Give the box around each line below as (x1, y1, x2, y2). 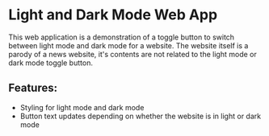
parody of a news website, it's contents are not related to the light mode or (8, 49, 257, 59)
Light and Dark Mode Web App (8, 6, 218, 24)
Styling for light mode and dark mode (19, 102, 145, 112)
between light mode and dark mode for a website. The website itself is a (8, 40, 249, 50)
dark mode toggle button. (8, 58, 93, 68)
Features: (8, 81, 58, 95)
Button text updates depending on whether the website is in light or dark (19, 111, 261, 121)
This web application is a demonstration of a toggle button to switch (8, 32, 235, 42)
